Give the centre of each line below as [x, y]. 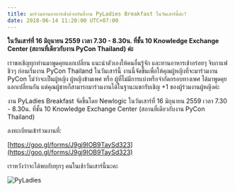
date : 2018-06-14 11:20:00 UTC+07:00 [63, 21]
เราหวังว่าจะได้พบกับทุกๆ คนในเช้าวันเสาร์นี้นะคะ [63, 166]
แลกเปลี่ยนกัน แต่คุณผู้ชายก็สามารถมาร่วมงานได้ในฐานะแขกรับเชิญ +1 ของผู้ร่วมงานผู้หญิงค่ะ [114, 86]
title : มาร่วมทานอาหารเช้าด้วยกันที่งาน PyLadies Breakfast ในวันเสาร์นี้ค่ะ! [97, 14]
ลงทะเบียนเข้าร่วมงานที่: [34, 130]
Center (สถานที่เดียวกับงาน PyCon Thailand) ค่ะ [70, 48]
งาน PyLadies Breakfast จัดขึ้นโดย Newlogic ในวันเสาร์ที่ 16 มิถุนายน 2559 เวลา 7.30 [117, 100]
